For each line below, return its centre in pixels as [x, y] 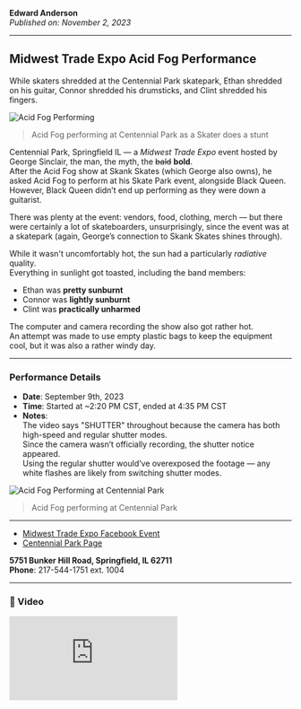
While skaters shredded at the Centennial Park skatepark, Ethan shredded [146, 81]
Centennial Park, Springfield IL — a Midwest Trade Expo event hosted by [143, 152]
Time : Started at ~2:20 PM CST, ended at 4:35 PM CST [125, 407]
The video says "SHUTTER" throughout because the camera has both [151, 425]
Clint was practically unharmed [81, 309]
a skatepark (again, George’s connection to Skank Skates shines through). [146, 236]
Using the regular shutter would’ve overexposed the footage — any [146, 464]
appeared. [41, 454]
